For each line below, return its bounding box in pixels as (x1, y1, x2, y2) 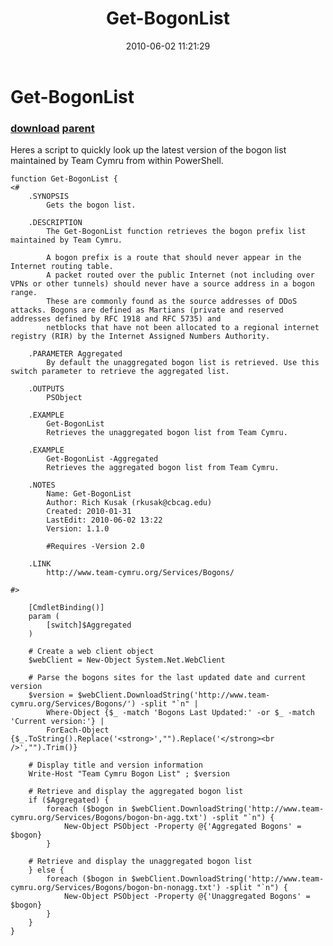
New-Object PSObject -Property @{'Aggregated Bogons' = (63, 822, 302, 832)
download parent (10, 121, 95, 135)
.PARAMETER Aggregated (28, 349, 123, 359)
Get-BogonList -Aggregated (46, 454, 159, 464)
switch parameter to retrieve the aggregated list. (10, 367, 230, 377)
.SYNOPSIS (28, 192, 70, 202)
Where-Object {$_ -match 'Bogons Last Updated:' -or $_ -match (46, 708, 315, 718)
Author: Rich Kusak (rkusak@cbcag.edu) (46, 498, 213, 508)
